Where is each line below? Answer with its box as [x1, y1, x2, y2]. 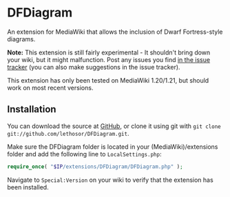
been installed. [7, 183, 50, 191]
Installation [7, 103, 56, 115]
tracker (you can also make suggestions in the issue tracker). [7, 63, 180, 71]
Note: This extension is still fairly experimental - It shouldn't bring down [7, 48, 211, 56]
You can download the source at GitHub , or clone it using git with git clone [7, 122, 222, 130]
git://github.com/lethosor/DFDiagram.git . [7, 129, 129, 137]
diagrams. [7, 34, 36, 43]
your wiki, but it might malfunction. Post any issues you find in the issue [7, 55, 211, 63]
